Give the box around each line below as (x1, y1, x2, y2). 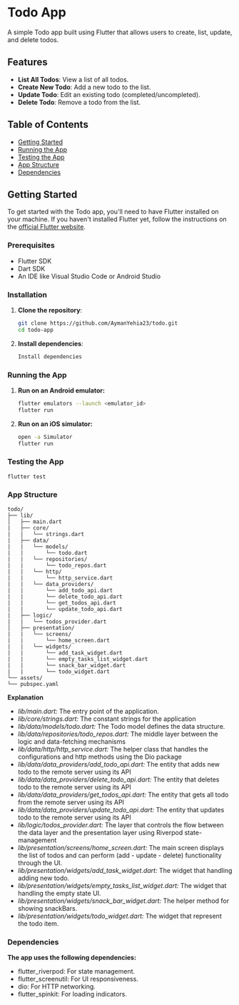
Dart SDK (17, 264, 46, 273)
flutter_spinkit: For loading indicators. (17, 990, 127, 999)
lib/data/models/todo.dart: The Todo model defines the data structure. (17, 722, 225, 730)
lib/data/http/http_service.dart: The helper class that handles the (17, 744, 208, 753)
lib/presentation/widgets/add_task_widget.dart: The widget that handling (17, 866, 233, 874)
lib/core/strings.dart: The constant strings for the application (17, 714, 196, 723)
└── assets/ (7, 674, 43, 682)
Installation (7, 290, 48, 300)
